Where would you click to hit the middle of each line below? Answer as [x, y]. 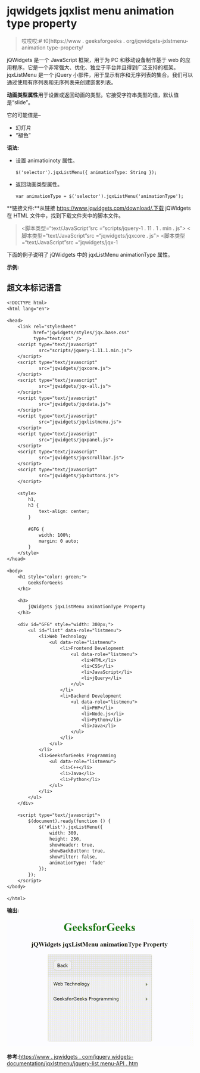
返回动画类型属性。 [39, 184]
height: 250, [65, 839]
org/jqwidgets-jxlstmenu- [157, 41]
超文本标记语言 [34, 288]
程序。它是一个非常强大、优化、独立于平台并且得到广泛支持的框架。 [95, 67]
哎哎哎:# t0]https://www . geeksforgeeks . [73, 41]
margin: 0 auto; [59, 541]
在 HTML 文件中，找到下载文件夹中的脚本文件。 [65, 215]
